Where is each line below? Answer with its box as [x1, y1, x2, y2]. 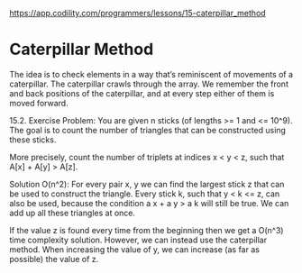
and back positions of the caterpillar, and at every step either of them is [9, 87, 275, 98]
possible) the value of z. [9, 253, 99, 264]
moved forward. [9, 97, 69, 108]
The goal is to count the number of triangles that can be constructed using [9, 124, 287, 135]
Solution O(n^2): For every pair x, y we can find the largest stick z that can [9, 178, 285, 189]
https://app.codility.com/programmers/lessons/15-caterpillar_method [9, 8, 266, 18]
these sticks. [9, 134, 57, 145]
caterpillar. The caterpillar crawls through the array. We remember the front [9, 78, 288, 89]
